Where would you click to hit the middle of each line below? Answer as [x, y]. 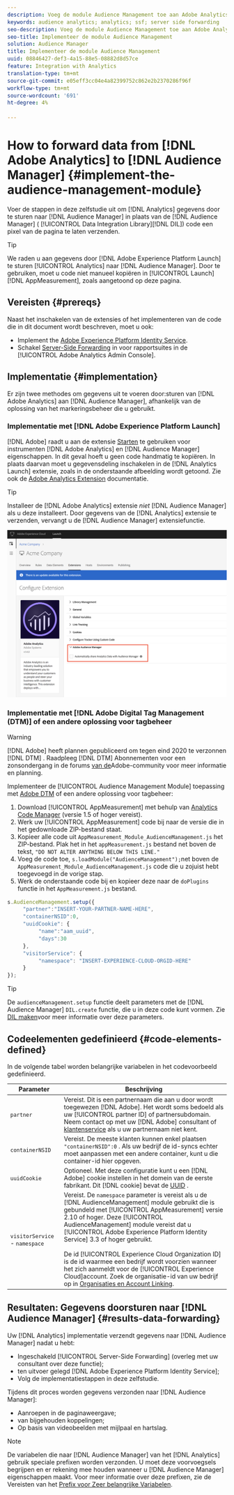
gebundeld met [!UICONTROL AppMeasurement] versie [143, 1210]
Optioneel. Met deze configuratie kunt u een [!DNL [136, 1171]
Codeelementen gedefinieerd [72, 1039]
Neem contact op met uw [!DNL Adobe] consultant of [140, 1122]
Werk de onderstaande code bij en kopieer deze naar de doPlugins [113, 881]
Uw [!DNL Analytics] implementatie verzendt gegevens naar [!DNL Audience [117, 1335]
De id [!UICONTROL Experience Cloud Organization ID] [142, 1254]
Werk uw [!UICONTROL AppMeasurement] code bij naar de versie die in [120, 822]
